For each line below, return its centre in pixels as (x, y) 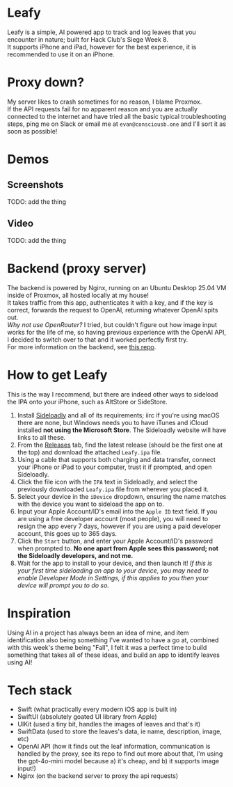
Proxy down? (46, 82)
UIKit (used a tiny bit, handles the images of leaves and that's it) (109, 724)
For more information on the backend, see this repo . (82, 347)
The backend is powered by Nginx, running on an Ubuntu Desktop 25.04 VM (117, 287)
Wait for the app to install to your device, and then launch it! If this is (115, 563)
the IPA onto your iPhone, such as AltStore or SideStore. (88, 402)
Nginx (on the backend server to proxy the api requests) (98, 776)
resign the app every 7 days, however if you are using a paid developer (119, 526)
